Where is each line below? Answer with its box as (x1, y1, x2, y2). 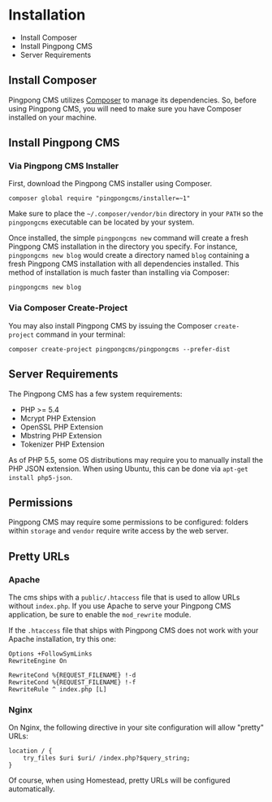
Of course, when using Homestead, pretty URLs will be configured (8, 775, 231, 786)
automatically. (8, 784, 55, 794)
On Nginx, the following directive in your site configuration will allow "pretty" (8, 722, 264, 733)
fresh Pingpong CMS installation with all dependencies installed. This (8, 259, 240, 269)
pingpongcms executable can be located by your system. (8, 217, 195, 227)
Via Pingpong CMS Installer (8, 160, 119, 172)
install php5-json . (8, 472, 73, 482)
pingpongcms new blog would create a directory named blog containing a (8, 251, 250, 260)
